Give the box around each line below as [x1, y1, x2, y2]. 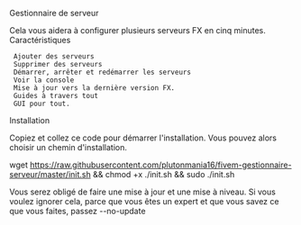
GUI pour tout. [13, 99, 70, 108]
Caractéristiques [9, 35, 71, 45]
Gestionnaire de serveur [9, 8, 99, 18]
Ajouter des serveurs [13, 52, 95, 61]
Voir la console [13, 76, 75, 85]
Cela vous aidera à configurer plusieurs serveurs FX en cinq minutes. [9, 25, 266, 35]
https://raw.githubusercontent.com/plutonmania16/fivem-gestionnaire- [30, 159, 292, 170]
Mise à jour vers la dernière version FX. [13, 84, 176, 93]
